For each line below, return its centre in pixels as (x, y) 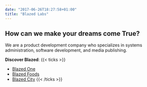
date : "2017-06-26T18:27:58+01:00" (41, 9)
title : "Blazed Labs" (27, 14)
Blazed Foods (26, 74)
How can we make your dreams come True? (72, 34)
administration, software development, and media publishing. (66, 50)
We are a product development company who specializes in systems (73, 45)
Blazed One (24, 69)
